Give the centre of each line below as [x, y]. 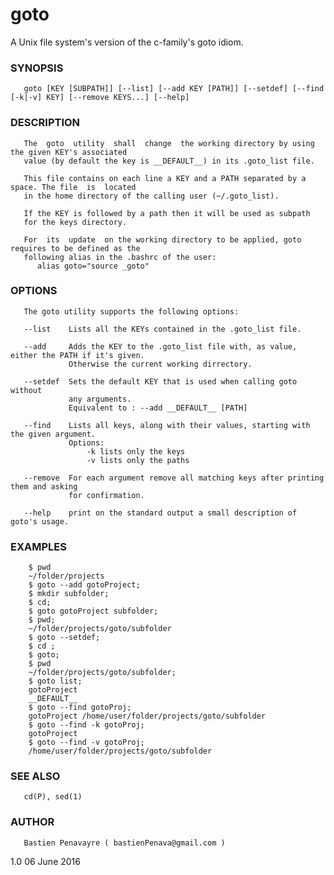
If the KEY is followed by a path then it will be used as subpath [167, 213]
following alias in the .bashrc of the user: [120, 257]
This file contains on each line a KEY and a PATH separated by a [165, 178]
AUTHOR [32, 822]
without [26, 390]
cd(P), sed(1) [53, 797]
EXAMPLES [38, 546]
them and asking [44, 486]
